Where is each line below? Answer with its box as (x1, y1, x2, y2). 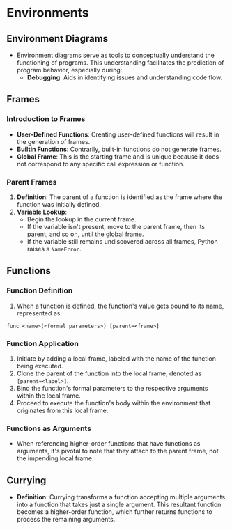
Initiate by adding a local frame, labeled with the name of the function (16, 354, 217, 363)
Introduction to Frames (6, 114, 86, 124)
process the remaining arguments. (16, 515, 116, 524)
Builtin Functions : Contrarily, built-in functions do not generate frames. (16, 145, 222, 153)
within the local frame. (16, 391, 81, 400)
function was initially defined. (16, 200, 102, 208)
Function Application (6, 338, 79, 348)
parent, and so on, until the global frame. (26, 230, 144, 238)
